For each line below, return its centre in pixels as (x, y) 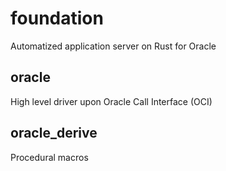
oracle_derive (54, 133)
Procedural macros (49, 157)
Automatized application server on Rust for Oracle (113, 46)
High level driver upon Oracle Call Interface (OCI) (111, 101)
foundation (57, 18)
